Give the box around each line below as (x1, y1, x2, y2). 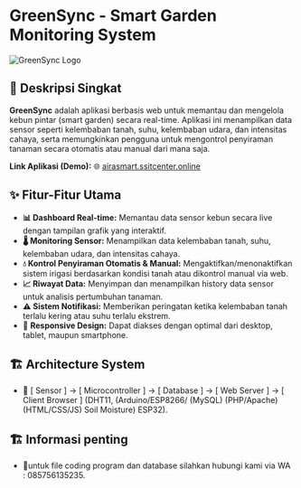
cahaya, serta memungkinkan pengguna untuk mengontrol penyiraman (9, 133, 274, 145)
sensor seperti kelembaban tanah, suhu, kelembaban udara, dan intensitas (9, 124, 287, 135)
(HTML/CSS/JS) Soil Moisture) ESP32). (22, 404, 168, 416)
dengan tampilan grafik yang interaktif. (22, 225, 167, 236)
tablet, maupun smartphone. (22, 329, 128, 340)
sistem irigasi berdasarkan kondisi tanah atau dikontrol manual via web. (22, 267, 289, 278)
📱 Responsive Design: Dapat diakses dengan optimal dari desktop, (22, 320, 273, 331)
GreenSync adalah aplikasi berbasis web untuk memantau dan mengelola (9, 105, 285, 116)
